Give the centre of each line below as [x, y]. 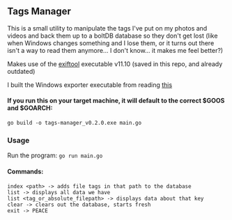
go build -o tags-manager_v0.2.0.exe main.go [74, 123]
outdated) [21, 71]
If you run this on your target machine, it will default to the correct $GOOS [116, 101]
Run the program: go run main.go [55, 155]
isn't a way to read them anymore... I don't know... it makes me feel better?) [115, 50]
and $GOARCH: [30, 108]
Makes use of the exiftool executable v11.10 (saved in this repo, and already [115, 64]
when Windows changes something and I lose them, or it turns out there [111, 43]
